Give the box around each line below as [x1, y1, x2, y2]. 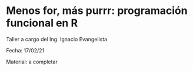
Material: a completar [6, 58, 58, 65]
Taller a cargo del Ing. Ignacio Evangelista [6, 35, 108, 42]
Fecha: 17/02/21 [6, 47, 45, 54]
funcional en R [6, 16, 78, 30]
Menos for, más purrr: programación [6, 4, 188, 17]
